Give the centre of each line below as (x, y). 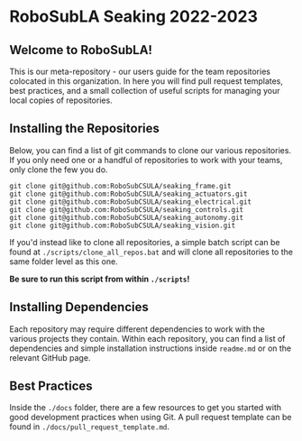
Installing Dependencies (79, 307)
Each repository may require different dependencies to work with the (137, 329)
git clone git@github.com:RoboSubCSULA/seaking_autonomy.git (127, 217)
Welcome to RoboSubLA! (81, 50)
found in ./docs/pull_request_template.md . (89, 427)
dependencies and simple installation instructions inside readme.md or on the (151, 348)
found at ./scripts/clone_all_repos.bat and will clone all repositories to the (151, 252)
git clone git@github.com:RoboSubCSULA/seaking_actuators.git (128, 194)
